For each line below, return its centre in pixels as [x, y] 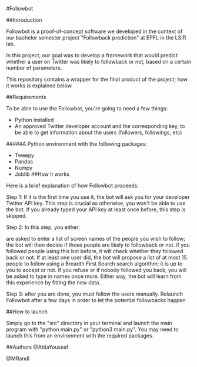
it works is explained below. [40, 86]
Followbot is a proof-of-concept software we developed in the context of [94, 31]
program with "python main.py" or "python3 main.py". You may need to [93, 329]
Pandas [24, 161]
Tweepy [24, 155]
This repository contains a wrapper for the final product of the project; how [97, 79]
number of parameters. [34, 68]
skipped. [17, 216]
